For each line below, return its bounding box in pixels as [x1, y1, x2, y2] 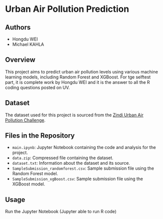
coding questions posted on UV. [5, 84, 70, 90]
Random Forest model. [12, 171, 58, 177]
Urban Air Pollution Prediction [5, 3, 129, 15]
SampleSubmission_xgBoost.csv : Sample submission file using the [12, 176, 143, 182]
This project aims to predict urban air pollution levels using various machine [5, 69, 158, 74]
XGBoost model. [12, 181, 45, 187]
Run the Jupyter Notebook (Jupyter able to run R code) [5, 209, 117, 215]
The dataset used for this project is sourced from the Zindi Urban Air [5, 112, 144, 118]
